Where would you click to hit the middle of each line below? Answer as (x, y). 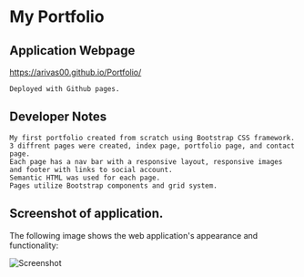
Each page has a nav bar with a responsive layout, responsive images (146, 161)
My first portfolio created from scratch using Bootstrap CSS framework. (152, 138)
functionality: (34, 245)
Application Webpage (72, 51)
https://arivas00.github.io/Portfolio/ (76, 72)
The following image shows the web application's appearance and (134, 235)
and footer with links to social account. (91, 169)
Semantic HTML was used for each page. (85, 178)
